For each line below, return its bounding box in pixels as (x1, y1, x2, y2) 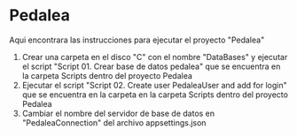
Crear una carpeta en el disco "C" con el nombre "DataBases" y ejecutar (21, 51, 288, 62)
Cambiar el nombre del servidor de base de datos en (21, 108, 215, 118)
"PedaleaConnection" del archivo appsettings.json (21, 117, 207, 128)
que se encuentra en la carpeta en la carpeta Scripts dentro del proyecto (21, 89, 288, 100)
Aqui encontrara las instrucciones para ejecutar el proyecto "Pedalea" (9, 34, 265, 45)
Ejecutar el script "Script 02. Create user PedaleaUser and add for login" (21, 80, 287, 90)
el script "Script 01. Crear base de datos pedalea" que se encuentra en (21, 61, 281, 72)
